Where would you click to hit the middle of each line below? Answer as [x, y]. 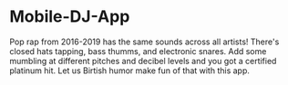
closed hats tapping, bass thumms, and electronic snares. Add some [138, 51]
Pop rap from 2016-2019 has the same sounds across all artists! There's [144, 42]
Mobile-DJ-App [70, 17]
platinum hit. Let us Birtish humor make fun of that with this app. [130, 71]
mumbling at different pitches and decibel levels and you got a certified [143, 61]
